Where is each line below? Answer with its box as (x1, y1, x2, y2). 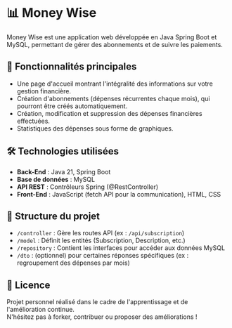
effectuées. (16, 117, 51, 125)
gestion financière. (16, 86, 72, 95)
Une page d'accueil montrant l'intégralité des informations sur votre (16, 79, 214, 88)
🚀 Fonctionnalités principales (6, 60, 137, 73)
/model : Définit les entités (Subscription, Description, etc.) (16, 236, 186, 245)
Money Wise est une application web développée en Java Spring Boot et (6, 32, 217, 41)
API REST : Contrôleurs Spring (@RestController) (16, 183, 159, 191)
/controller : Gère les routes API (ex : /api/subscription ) (16, 229, 185, 237)
